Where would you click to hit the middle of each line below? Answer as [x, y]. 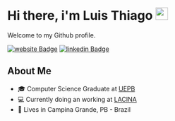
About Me [29, 71]
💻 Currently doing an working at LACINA [77, 99]
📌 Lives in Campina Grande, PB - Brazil [74, 109]
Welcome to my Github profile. [52, 35]
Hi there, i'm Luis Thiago [80, 16]
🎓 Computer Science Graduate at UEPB [76, 88]
